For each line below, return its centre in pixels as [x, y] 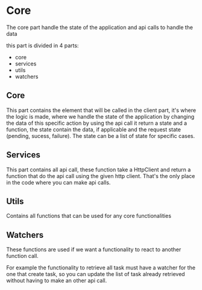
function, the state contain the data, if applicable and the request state [93, 129]
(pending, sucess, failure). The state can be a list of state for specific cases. [101, 136]
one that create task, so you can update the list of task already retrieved [96, 274]
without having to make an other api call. [57, 281]
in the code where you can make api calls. [58, 182]
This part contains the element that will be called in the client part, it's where [101, 110]
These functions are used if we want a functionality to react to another [94, 249]
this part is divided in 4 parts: [43, 45]
